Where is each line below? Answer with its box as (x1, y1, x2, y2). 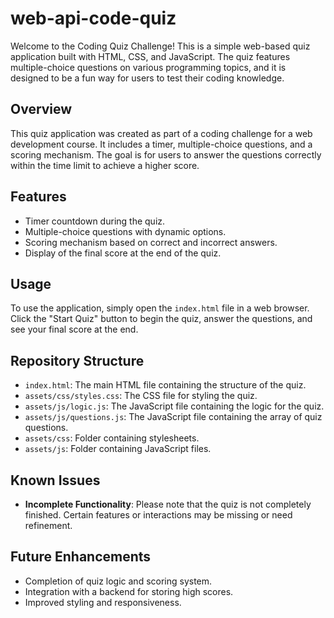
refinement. (24, 520, 73, 531)
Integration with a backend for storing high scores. (24, 585, 234, 597)
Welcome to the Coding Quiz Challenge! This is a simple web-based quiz (10, 40, 311, 52)
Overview (10, 101, 73, 118)
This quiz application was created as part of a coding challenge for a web (10, 127, 313, 139)
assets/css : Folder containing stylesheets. (24, 432, 200, 444)
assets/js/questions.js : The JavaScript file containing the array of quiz (24, 411, 323, 423)
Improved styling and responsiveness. (24, 596, 182, 608)
